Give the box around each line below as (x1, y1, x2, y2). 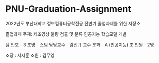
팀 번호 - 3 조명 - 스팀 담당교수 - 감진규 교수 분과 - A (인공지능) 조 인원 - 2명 (5, 41, 154, 48)
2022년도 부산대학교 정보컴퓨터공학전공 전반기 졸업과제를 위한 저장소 (5, 20, 141, 26)
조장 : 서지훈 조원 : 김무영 (5, 52, 55, 58)
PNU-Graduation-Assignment (5, 3, 131, 15)
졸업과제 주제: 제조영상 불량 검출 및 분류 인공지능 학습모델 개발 (5, 31, 127, 37)
